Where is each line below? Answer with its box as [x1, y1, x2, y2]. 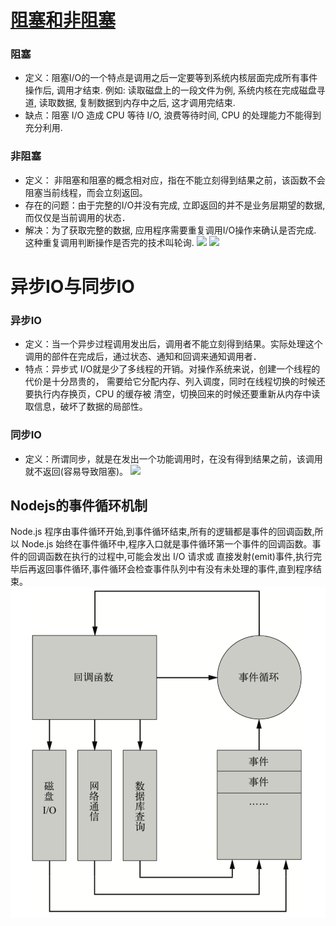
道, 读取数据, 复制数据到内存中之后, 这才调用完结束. [24, 97, 236, 109]
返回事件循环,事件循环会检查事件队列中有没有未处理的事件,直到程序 [36, 563, 314, 575]
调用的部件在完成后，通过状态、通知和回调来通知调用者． [24, 351, 262, 363]
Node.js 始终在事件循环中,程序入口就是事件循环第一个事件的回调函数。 [21, 538, 313, 550]
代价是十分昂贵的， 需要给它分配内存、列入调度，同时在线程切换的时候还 [24, 376, 326, 388]
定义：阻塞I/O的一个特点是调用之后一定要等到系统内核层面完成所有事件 [24, 72, 318, 84]
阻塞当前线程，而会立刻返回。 [24, 186, 148, 198]
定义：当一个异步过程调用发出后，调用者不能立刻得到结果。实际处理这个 [24, 338, 323, 350]
